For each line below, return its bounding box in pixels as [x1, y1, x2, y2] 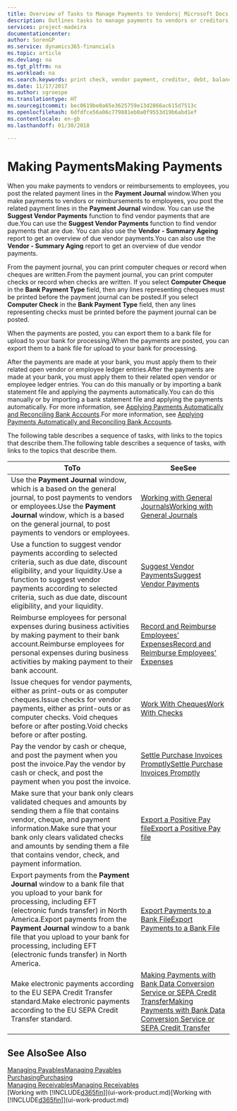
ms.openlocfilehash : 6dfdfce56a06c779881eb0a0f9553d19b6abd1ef [7, 109, 197, 116]
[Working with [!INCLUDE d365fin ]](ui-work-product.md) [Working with [7, 1088, 212, 1097]
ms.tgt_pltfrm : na [7, 63, 61, 70]
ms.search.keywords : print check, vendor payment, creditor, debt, [7, 76, 210, 83]
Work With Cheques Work [140, 699, 224, 709]
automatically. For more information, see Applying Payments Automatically [7, 403, 224, 412]
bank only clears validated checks [11, 832, 124, 842]
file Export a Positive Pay [140, 824, 221, 834]
